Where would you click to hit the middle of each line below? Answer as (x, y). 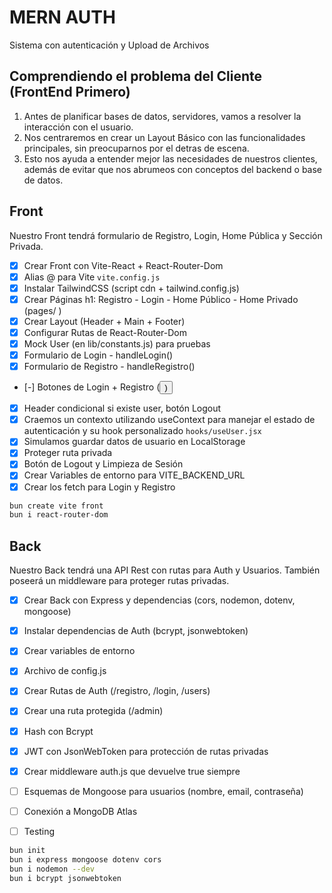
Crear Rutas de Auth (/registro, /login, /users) (117, 691)
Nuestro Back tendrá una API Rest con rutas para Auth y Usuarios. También (165, 570)
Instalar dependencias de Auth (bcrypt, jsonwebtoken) (136, 631)
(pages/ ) (42, 310)
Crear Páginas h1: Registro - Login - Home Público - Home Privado (161, 299)
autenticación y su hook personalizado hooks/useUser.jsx (142, 431)
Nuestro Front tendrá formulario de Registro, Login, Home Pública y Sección (166, 235)
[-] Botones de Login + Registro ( (92, 387)
